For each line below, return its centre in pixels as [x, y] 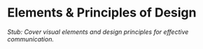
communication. [31, 39]
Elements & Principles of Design [102, 13]
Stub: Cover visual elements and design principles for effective [98, 32]
